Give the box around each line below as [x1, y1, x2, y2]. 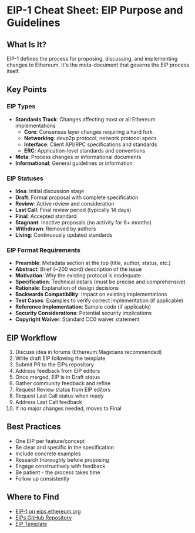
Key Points [6, 85, 47, 95]
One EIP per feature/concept [15, 437, 85, 445]
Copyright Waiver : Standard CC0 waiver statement [15, 316, 140, 323]
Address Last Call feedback [15, 399, 82, 406]
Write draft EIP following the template [15, 355, 106, 362]
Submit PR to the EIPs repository [15, 361, 95, 368]
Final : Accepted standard [15, 213, 77, 220]
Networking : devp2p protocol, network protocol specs [23, 134, 157, 141]
